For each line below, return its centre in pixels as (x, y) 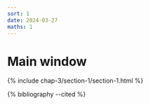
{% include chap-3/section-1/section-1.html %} (75, 80)
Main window (47, 61)
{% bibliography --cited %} (47, 94)
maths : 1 (20, 27)
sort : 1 (19, 14)
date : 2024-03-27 (33, 20)
